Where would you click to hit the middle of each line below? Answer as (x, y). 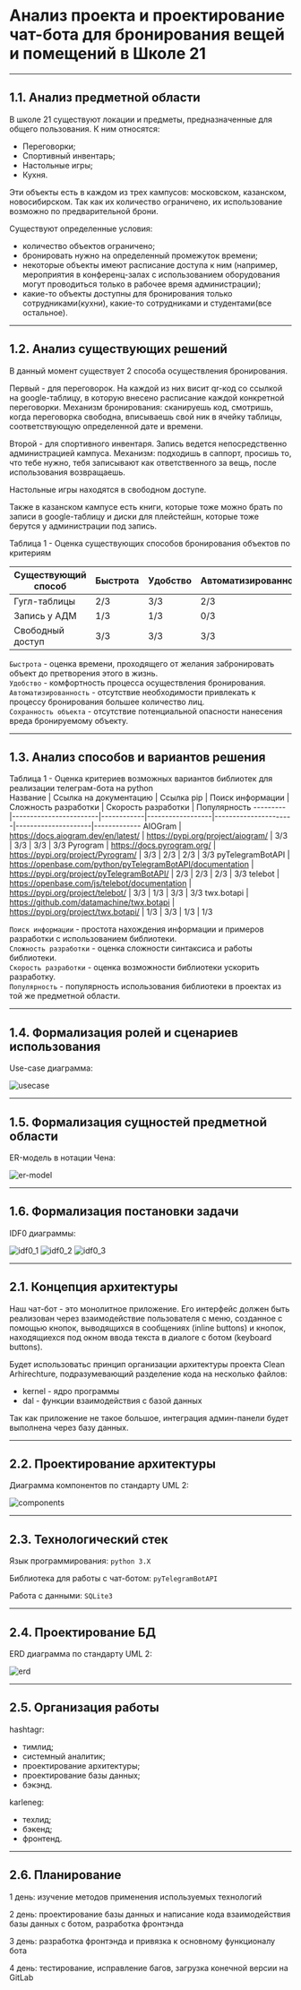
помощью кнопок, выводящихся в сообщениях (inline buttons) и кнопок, (148, 1328)
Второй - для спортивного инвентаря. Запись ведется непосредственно (148, 444)
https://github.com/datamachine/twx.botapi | (92, 902)
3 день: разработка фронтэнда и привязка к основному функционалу (142, 1941)
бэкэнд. (37, 1785)
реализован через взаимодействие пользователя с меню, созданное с (146, 1318)
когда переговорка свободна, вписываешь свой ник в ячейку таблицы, (146, 417)
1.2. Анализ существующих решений (119, 349)
